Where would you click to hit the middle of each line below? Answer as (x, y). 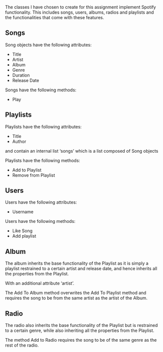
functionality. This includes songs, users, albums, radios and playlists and (80, 12)
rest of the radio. (22, 345)
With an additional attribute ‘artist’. (40, 283)
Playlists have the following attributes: (43, 127)
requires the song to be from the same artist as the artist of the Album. (76, 298)
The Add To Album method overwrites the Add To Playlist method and (76, 293)
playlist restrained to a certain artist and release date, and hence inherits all (81, 269)
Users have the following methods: (40, 221)
